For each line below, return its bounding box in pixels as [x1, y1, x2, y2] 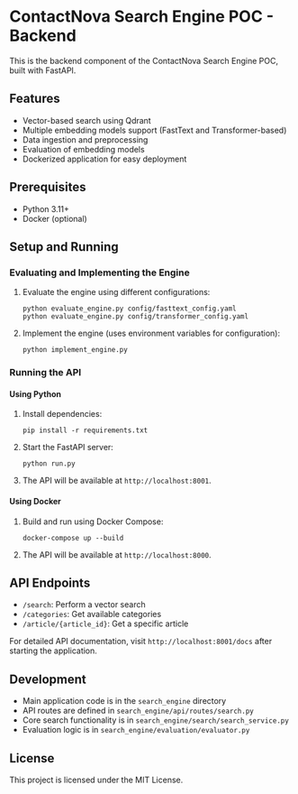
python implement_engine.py [22, 346, 128, 355]
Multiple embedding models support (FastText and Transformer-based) [22, 125, 287, 135]
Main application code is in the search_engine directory [22, 696, 227, 706]
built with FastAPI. [9, 65, 77, 76]
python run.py [22, 459, 76, 468]
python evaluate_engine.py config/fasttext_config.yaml [22, 304, 237, 313]
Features [9, 91, 60, 106]
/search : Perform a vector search [22, 599, 146, 610]
